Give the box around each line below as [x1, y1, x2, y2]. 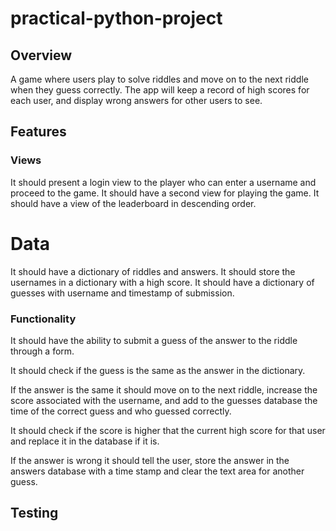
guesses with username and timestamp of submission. [10, 287, 235, 299]
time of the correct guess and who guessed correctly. [10, 405, 232, 417]
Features [10, 123, 67, 141]
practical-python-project [10, 7, 223, 30]
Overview [10, 47, 73, 64]
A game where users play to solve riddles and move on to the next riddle [10, 73, 309, 85]
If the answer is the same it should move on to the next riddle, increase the [10, 383, 318, 396]
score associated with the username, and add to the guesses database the [10, 394, 318, 406]
